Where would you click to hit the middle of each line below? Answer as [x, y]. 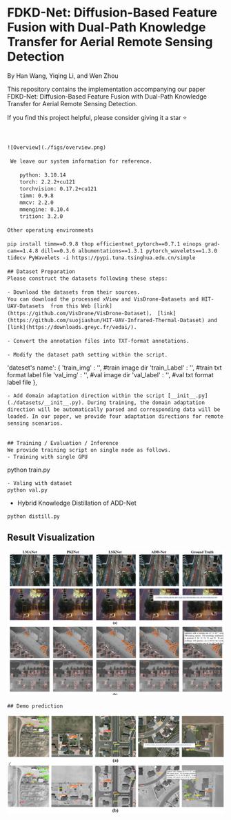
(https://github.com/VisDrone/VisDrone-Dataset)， [81, 313]
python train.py [29, 470]
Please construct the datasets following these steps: [88, 278]
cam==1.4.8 [23, 251]
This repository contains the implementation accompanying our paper [106, 89]
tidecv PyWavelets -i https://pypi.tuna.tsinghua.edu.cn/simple [101, 258]
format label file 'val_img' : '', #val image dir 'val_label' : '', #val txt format [110, 374]
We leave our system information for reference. [81, 161]
